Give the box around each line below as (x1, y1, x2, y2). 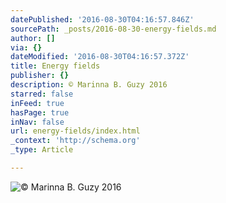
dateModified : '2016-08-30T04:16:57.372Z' (10, 52, 190, 62)
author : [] (10, 33, 56, 43)
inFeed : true (10, 98, 65, 108)
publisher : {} (10, 71, 70, 81)
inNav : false (10, 117, 65, 127)
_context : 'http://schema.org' (10, 136, 141, 146)
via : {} (10, 42, 43, 53)
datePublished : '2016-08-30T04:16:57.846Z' (10, 14, 195, 25)
